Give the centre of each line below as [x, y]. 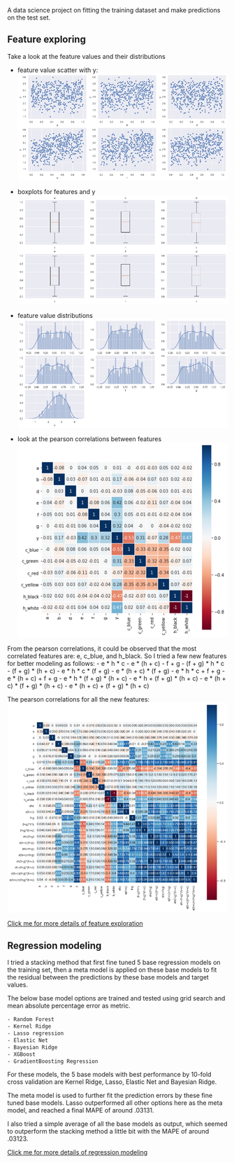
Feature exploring [46, 40]
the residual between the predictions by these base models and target [108, 977]
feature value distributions [55, 315]
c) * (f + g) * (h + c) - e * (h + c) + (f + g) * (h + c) [78, 685]
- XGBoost [22, 1054]
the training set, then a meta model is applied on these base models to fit [112, 970]
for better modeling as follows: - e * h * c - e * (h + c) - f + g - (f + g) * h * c [116, 663]
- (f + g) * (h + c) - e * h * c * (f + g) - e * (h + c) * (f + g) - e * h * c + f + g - [116, 671]
